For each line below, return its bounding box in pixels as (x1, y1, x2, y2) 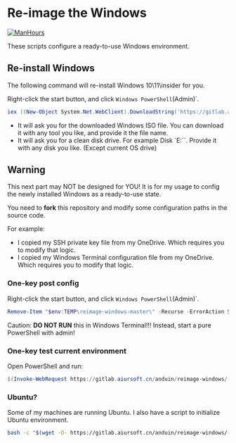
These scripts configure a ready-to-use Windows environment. (7, 42, 190, 50)
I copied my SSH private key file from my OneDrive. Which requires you (17, 238, 225, 247)
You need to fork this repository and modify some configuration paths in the (7, 204, 228, 212)
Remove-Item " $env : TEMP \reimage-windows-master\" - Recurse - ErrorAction (7, 308, 225, 315)
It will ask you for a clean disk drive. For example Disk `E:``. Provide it (17, 136, 217, 144)
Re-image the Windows (7, 5, 147, 21)
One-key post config (7, 278, 79, 288)
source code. (7, 211, 46, 220)
